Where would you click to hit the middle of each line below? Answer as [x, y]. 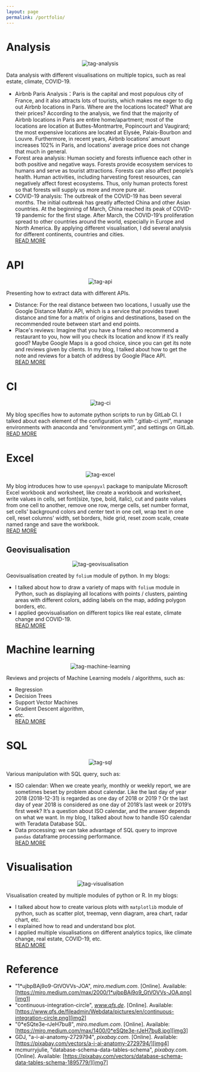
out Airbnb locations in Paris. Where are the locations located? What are [103, 107]
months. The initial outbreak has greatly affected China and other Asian [102, 203]
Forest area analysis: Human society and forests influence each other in [103, 158]
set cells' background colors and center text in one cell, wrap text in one [95, 512]
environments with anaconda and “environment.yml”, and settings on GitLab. [100, 427]
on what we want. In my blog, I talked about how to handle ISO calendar [103, 817]
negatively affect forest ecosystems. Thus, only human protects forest [101, 183]
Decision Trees [33, 696]
